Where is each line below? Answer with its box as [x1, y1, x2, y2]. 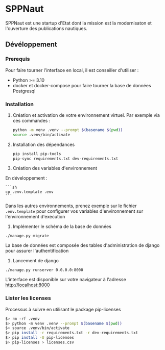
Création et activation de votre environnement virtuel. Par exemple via [12, 112, 160, 118]
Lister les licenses [5, 294, 51, 302]
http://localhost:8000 [5, 282, 50, 288]
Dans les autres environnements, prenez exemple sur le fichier [5, 203, 137, 209]
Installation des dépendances [12, 141, 75, 147]
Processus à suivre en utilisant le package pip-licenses [5, 306, 121, 312]
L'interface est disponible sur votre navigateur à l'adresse [5, 277, 126, 283]
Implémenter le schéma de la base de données [12, 223, 111, 230]
